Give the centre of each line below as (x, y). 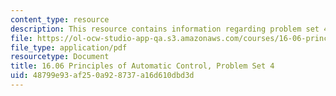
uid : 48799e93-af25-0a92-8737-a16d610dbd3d (102, 76)
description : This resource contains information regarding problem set (165, 29)
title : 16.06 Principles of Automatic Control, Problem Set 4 (142, 66)
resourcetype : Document (60, 57)
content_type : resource (60, 19)
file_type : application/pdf (69, 47)
